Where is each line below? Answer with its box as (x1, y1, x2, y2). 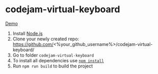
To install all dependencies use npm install (12, 57, 104, 63)
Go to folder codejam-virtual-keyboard (12, 52, 94, 58)
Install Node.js (12, 30, 43, 36)
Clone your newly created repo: (12, 36, 80, 42)
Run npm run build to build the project (12, 63, 93, 69)
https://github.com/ (12, 41, 54, 47)
